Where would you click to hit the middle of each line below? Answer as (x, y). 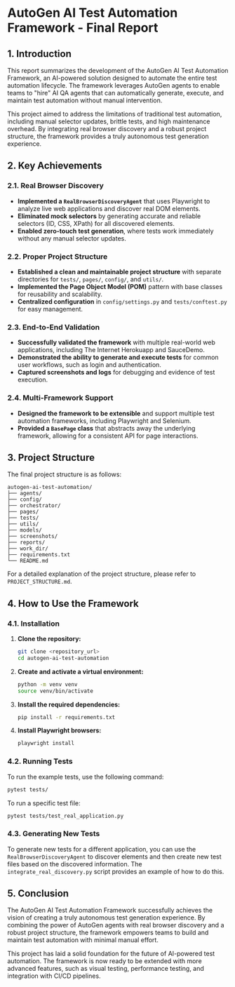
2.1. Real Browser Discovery (55, 186)
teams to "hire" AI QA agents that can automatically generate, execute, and (116, 93)
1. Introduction (39, 54)
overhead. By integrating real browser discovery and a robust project (107, 129)
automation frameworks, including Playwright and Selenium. (104, 421)
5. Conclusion (38, 893)
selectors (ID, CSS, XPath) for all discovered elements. (96, 223)
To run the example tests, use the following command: (86, 777)
